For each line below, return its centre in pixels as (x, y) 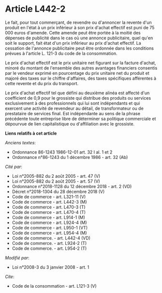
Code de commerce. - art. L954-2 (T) (49, 248)
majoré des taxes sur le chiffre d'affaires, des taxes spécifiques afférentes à (81, 78)
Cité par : (14, 167)
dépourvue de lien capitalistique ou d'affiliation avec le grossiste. (70, 124)
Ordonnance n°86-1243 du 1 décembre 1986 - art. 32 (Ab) (70, 157)
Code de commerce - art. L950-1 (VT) (50, 227)
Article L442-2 (35, 9)
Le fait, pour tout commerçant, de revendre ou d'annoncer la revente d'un (78, 22)
